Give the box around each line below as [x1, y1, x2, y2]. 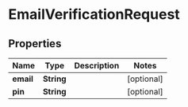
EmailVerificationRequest [8, 6, 180, 24]
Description [74, 61, 120, 71]
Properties [8, 37, 62, 50]
